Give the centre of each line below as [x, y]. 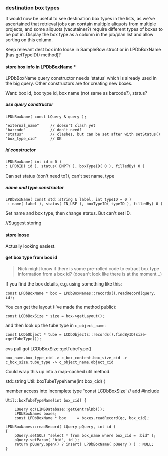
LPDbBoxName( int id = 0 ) [33, 162]
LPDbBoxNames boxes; [36, 413]
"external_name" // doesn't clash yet [50, 126]
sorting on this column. [29, 40]
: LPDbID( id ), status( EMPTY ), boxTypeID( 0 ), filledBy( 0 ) [75, 166]
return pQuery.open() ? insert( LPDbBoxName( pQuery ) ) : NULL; [84, 444]
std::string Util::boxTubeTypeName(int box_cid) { [55, 381]
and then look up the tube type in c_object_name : [56, 325]
